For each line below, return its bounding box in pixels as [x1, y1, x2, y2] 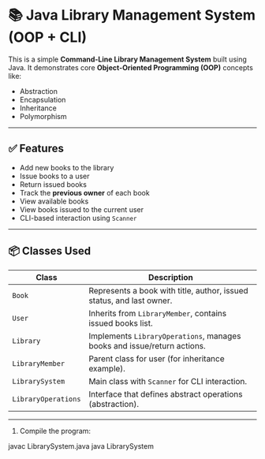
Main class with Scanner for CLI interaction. [88, 375, 247, 386]
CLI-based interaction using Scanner [19, 213, 137, 222]
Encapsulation [19, 95, 66, 104]
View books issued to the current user [19, 204, 144, 214]
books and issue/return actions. [88, 340, 207, 351]
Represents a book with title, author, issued [88, 285, 248, 296]
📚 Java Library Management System [8, 6, 256, 24]
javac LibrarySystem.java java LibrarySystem [8, 441, 154, 450]
